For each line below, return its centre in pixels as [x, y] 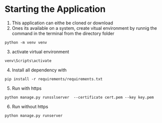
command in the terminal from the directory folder [63, 33]
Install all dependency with [39, 70]
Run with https [27, 88]
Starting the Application [55, 9]
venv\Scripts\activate [28, 61]
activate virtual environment [40, 52]
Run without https [30, 106]
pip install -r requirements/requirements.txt [54, 79]
